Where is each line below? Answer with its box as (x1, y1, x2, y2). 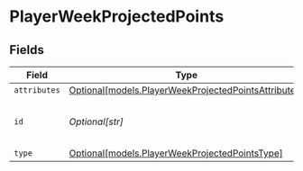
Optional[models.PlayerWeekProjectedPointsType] (69, 147, 283, 159)
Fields (9, 42, 45, 58)
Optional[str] (69, 115, 124, 128)
